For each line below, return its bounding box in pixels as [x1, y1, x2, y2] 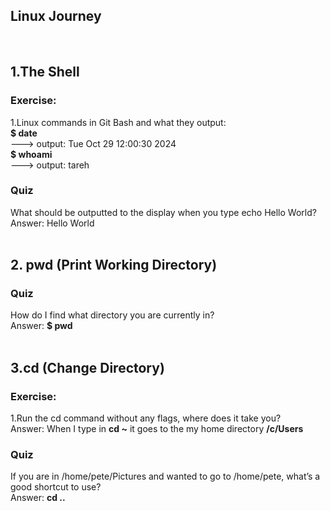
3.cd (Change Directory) [10, 359, 165, 376]
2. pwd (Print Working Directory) [10, 257, 218, 274]
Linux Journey [10, 8, 102, 25]
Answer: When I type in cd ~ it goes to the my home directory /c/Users [10, 423, 304, 435]
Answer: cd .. [10, 492, 66, 504]
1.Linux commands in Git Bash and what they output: [10, 116, 227, 128]
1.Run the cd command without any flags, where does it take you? [10, 412, 282, 424]
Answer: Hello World [10, 217, 95, 229]
